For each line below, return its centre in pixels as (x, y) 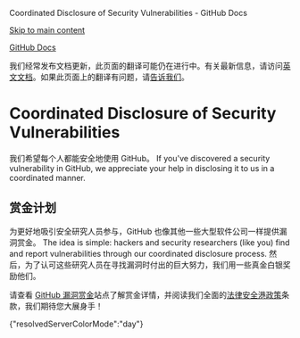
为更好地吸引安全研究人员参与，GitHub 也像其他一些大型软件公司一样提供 (144, 231)
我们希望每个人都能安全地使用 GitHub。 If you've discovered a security (140, 158)
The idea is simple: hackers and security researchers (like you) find (166, 242)
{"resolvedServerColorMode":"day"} (76, 324)
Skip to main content (47, 30)
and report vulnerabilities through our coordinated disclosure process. (138, 253)
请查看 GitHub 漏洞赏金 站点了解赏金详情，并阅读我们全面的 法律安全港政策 (146, 294)
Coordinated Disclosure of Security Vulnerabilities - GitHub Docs (129, 13)
